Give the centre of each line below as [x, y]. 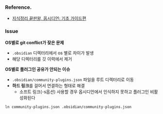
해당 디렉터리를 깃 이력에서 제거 [42, 59]
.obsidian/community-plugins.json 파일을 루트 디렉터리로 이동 [73, 80]
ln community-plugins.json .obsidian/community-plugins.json [68, 107]
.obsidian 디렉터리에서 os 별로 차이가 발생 [53, 53]
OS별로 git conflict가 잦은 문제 [35, 42]
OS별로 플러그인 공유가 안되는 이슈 [38, 69]
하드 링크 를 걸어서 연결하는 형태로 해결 [48, 85]
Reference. [18, 7]
